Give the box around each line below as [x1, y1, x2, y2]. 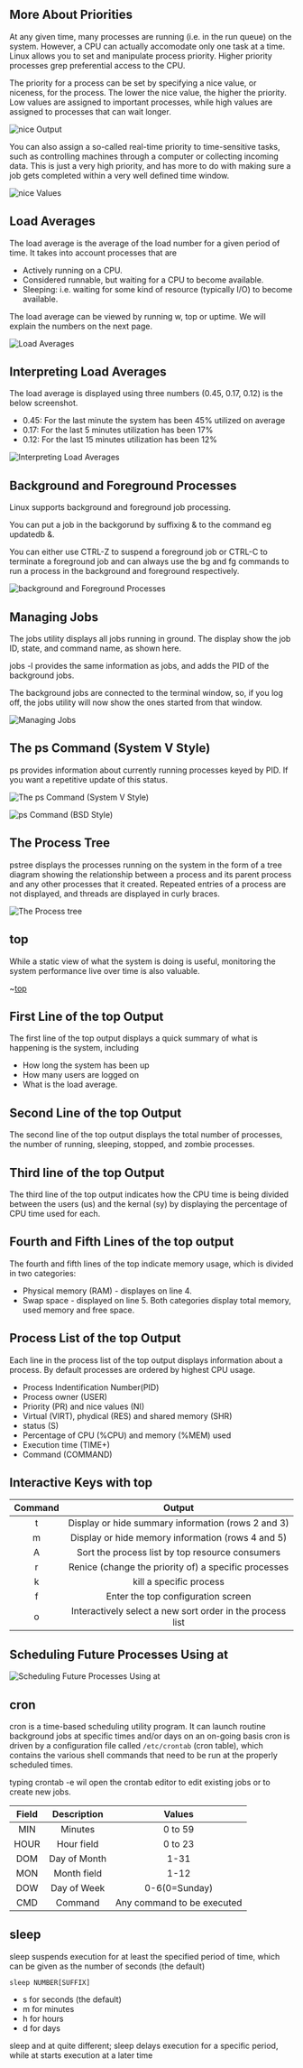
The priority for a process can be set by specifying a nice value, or [9, 77, 257, 88]
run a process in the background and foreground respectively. [9, 566, 240, 577]
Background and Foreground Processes [9, 478, 237, 493]
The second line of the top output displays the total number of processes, [9, 1129, 283, 1140]
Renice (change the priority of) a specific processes [68, 1561, 289, 1573]
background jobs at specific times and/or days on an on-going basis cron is [9, 1730, 290, 1741]
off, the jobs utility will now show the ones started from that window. [9, 697, 263, 708]
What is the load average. [22, 1079, 118, 1090]
